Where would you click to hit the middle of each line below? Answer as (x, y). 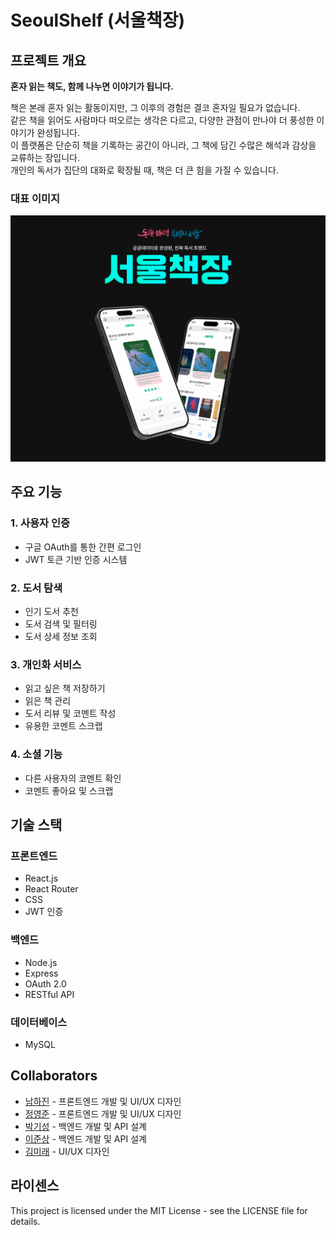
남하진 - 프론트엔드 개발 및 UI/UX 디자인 (103, 1101)
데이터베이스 (39, 1022)
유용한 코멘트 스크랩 (63, 726)
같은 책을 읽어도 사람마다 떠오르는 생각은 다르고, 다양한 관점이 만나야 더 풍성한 (162, 120)
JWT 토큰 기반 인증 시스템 (76, 559)
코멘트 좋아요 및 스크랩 (69, 790)
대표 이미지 (35, 198)
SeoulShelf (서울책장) (98, 20)
